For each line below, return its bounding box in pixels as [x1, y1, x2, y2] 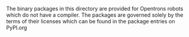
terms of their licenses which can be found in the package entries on [6, 18, 175, 24]
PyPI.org [6, 24, 27, 31]
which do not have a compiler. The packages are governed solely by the [6, 11, 184, 18]
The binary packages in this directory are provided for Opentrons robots [6, 5, 184, 12]
